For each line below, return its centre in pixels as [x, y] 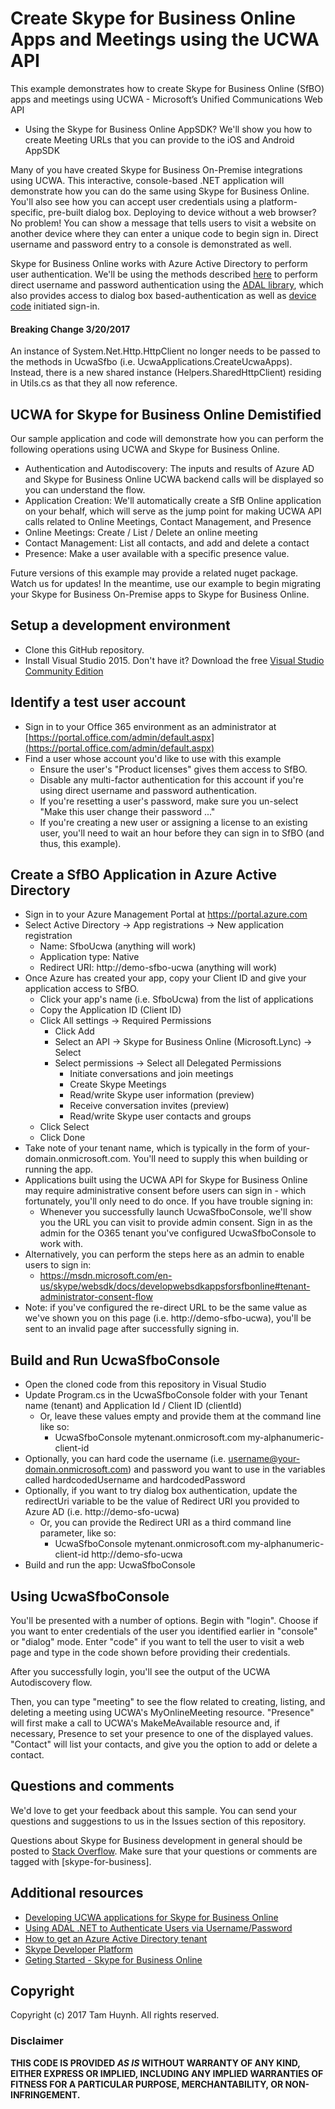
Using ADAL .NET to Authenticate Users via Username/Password [158, 1928]
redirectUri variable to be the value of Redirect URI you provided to [162, 1501]
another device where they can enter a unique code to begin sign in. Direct [164, 233]
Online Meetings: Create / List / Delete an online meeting [141, 532]
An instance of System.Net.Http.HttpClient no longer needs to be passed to [165, 351]
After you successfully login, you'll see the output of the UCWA [140, 1672]
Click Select [64, 1127]
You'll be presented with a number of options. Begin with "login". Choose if [164, 1621]
